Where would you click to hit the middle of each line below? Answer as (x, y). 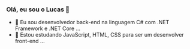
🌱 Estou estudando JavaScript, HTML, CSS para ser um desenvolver (99, 35)
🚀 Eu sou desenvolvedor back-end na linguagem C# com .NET (92, 22)
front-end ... (30, 41)
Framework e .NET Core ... (48, 28)
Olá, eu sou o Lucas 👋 (38, 9)
